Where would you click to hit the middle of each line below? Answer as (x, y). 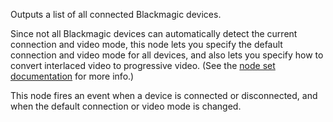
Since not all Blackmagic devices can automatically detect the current (154, 33)
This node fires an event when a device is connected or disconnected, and (164, 95)
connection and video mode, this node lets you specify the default (146, 44)
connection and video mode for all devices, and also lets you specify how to (167, 55)
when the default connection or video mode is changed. (126, 106)
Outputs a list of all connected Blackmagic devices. (116, 14)
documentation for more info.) (72, 76)
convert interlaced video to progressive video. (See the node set (143, 65)
